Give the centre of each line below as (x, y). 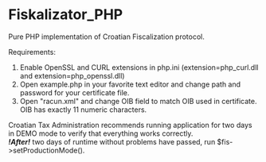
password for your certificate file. (74, 92)
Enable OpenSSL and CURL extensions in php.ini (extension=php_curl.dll (139, 67)
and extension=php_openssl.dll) (72, 75)
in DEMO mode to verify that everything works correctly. (101, 133)
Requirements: (32, 52)
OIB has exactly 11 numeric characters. (83, 110)
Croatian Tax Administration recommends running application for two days (130, 125)
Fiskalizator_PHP (66, 15)
